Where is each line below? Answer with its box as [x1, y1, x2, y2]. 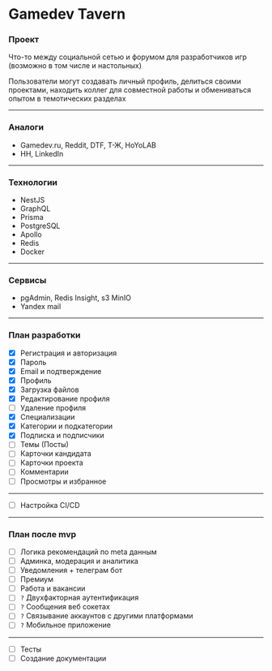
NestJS [19, 196, 45, 205]
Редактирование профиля [19, 394, 111, 403]
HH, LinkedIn [19, 148, 64, 158]
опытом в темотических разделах [8, 94, 127, 104]
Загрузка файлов [19, 385, 79, 394]
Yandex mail [19, 302, 62, 312]
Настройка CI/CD [19, 500, 80, 510]
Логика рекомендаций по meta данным [19, 547, 157, 557]
